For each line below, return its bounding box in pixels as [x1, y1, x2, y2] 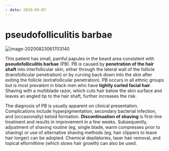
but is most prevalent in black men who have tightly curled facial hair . [5, 82, 152, 88]
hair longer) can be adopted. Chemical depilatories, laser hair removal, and [5, 134, 161, 141]
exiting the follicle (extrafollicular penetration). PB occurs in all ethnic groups [5, 77, 164, 83]
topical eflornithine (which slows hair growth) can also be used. [5, 140, 137, 146]
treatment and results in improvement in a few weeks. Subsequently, [5, 119, 148, 125]
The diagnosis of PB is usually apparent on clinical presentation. [5, 103, 139, 109]
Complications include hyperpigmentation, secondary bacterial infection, [5, 108, 157, 114]
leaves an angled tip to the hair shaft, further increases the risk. [5, 93, 137, 99]
